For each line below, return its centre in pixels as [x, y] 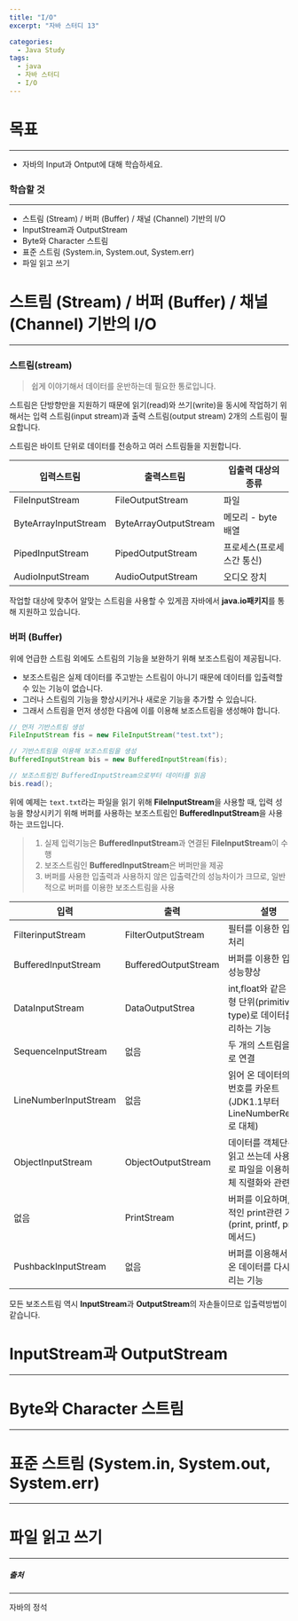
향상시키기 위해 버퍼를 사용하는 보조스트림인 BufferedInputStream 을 [146, 813]
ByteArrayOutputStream [165, 523]
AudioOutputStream [156, 577]
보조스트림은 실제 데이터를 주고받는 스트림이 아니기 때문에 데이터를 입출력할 [153, 677]
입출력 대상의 [254, 470]
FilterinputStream [50, 934]
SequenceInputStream [61, 1051]
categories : [31, 42]
